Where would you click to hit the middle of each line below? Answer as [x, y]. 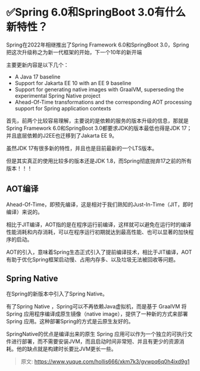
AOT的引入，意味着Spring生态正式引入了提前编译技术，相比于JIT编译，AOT [99, 252]
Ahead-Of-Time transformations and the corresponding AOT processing [103, 102]
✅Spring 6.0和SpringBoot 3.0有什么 [96, 12]
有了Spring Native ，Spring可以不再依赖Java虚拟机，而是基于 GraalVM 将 [96, 306]
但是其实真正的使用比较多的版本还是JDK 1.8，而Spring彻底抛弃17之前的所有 [99, 161]
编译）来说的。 [24, 211]
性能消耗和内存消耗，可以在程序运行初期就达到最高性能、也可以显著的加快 [97, 232]
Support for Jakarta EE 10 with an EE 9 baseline [73, 83]
